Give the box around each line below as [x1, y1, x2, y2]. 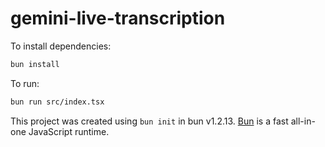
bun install [10, 59, 60, 69]
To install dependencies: [10, 40, 112, 52]
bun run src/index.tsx [10, 97, 105, 107]
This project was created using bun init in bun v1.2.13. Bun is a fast [10, 115, 289, 127]
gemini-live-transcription [10, 7, 226, 30]
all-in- [290, 115, 316, 127]
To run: [10, 77, 40, 89]
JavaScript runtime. [28, 125, 110, 137]
